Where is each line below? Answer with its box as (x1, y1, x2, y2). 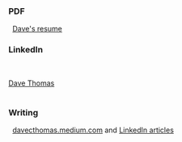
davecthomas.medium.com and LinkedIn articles (11, 125, 174, 135)
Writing (8, 106, 39, 118)
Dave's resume (11, 24, 63, 34)
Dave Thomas (8, 78, 55, 88)
